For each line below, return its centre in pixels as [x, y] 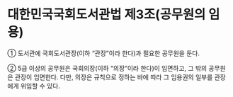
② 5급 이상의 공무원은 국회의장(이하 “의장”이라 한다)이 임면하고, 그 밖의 [107, 68]
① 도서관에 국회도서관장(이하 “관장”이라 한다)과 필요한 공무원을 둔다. [104, 53]
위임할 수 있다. [40, 86]
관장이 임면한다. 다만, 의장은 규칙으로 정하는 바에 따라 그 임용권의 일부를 [114, 77]
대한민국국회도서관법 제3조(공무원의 [107, 15]
